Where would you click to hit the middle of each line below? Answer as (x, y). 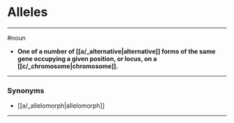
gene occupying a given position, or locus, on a (87, 58)
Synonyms (26, 90)
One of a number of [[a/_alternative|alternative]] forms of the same (116, 51)
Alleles (28, 12)
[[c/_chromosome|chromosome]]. (68, 66)
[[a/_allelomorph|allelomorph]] (61, 106)
